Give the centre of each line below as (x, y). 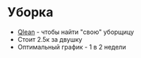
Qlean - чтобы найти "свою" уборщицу (76, 32)
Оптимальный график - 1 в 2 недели (72, 47)
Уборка (30, 12)
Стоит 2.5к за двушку (50, 39)
